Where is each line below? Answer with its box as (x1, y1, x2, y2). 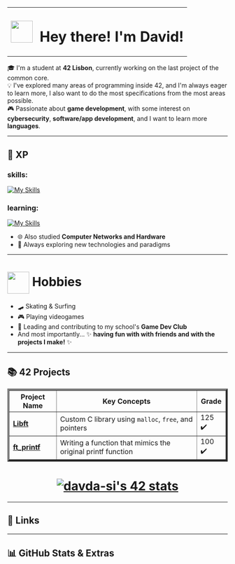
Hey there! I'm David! (39, 27, 184, 45)
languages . (7, 122, 41, 130)
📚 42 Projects (7, 366, 71, 378)
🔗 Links (7, 514, 40, 527)
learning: (7, 203, 39, 213)
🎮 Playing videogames (17, 313, 85, 321)
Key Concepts (102, 396, 151, 406)
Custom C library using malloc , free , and (59, 414, 193, 424)
